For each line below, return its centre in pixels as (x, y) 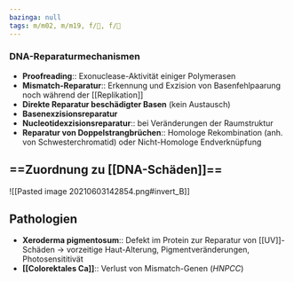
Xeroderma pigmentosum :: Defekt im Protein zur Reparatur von (139, 240)
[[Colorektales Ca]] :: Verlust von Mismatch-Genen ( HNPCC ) (133, 269)
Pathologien (44, 219)
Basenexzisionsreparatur (70, 114)
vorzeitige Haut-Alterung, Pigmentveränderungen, (158, 250)
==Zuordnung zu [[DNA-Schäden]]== (116, 170)
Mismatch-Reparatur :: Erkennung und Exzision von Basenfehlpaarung (151, 85)
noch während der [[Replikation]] (83, 95)
